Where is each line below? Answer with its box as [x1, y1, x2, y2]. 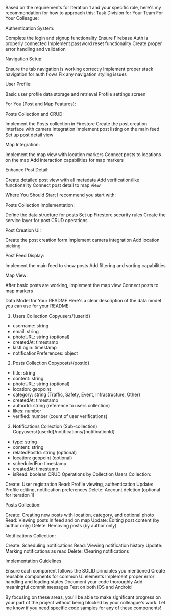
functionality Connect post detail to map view [5, 182, 101, 188]
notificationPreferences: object [12, 350, 78, 356]
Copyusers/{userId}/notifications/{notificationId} [12, 429, 115, 434]
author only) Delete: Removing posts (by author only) [5, 523, 117, 529]
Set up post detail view [5, 131, 54, 138]
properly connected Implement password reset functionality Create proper [5, 40, 162, 47]
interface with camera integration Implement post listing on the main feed [5, 126, 160, 132]
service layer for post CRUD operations [5, 217, 88, 223]
